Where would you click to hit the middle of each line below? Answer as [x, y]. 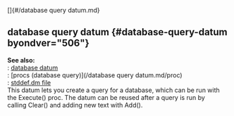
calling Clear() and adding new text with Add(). [75, 105]
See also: [21, 60]
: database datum [33, 67]
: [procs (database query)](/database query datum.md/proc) [95, 75]
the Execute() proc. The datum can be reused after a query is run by [106, 97]
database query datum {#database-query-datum [117, 32]
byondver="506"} [48, 43]
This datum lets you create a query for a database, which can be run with [113, 90]
